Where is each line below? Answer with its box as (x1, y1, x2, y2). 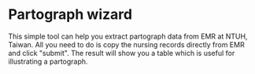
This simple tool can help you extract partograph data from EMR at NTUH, (8, 31, 248, 41)
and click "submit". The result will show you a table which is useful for (8, 48, 235, 57)
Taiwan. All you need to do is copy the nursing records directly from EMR (8, 39, 246, 49)
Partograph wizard (8, 6, 132, 24)
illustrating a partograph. (8, 57, 88, 66)
